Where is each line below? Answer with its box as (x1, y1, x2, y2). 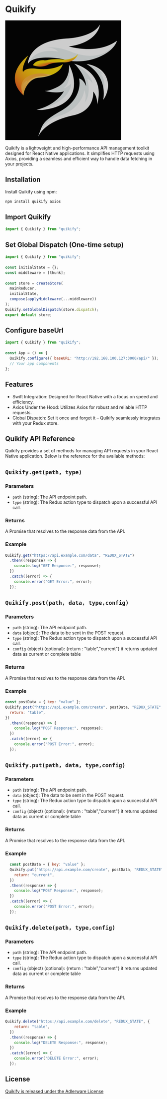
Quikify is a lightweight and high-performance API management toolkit (5, 145, 150, 151)
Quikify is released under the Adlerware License (5, 1088, 104, 1094)
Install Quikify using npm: (5, 188, 57, 194)
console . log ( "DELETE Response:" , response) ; (14, 1040, 108, 1045)
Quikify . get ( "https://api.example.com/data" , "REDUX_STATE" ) (5, 553, 135, 558)
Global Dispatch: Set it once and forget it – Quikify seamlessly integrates (12, 415, 161, 421)
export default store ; (5, 312, 52, 317)
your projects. (5, 161, 34, 167)
